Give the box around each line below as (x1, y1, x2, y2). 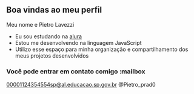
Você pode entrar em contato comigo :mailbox (6, 67, 145, 75)
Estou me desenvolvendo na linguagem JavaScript (15, 39, 142, 46)
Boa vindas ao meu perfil (6, 5, 102, 15)
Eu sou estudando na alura (15, 33, 82, 40)
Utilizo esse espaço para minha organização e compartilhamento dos (15, 45, 189, 53)
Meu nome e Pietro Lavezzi (6, 21, 75, 28)
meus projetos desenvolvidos (15, 52, 89, 59)
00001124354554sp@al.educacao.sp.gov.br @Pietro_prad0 (6, 81, 156, 89)
